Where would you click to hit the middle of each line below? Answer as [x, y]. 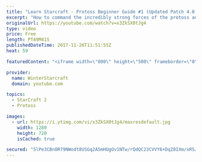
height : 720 [32, 133]
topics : [16, 94]
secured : [17, 150]
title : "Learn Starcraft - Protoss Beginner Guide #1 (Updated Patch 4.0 [101, 12]
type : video [21, 28]
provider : [19, 73]
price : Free [21, 34]
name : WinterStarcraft [40, 78]
